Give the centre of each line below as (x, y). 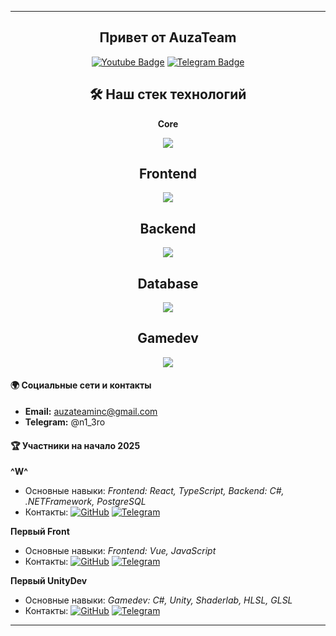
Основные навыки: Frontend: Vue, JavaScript (120, 551)
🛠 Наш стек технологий (168, 94)
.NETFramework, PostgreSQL (85, 502)
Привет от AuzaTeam (168, 37)
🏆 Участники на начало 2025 (75, 445)
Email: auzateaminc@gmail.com (91, 412)
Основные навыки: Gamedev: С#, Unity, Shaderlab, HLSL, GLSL (158, 600)
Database (168, 283)
